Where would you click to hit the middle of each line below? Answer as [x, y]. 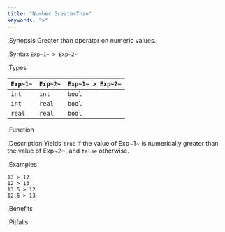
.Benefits [20, 208]
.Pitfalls [18, 222]
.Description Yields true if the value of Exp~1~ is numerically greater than [113, 143]
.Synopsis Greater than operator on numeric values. [82, 40]
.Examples [22, 164]
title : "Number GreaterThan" [50, 14]
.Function [21, 130]
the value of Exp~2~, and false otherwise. [68, 151]
